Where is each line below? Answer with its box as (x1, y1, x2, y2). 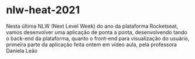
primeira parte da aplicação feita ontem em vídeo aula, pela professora (6, 41, 177, 48)
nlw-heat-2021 (6, 3, 80, 17)
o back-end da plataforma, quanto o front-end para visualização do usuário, (6, 35, 190, 42)
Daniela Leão (6, 47, 38, 54)
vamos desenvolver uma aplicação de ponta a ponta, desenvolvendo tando (6, 28, 187, 35)
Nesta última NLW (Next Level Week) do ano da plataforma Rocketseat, (6, 23, 179, 30)
